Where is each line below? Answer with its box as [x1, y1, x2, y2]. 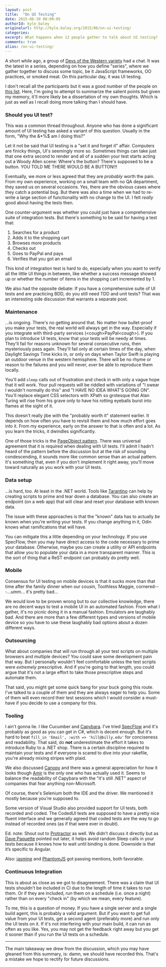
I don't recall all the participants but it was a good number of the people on [5, 83, 157, 89]
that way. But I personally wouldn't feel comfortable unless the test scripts [5, 659, 156, 665]
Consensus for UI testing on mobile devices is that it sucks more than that [5, 578, 156, 584]
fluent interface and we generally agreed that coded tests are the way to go [5, 816, 159, 822]
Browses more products [12, 240, 61, 246]
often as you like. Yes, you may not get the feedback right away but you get [5, 926, 159, 932]
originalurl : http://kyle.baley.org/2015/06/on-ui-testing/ [5, 26, 132, 31]
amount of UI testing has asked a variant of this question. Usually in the [5, 127, 150, 134]
